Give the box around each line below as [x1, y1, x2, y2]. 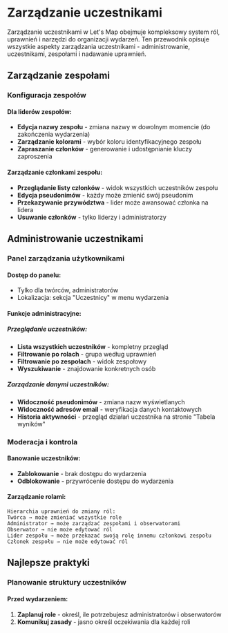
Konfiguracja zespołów [7, 91, 86, 100]
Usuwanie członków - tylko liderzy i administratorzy [17, 213, 167, 221]
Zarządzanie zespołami [7, 70, 111, 82]
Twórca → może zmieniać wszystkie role [7, 514, 122, 521]
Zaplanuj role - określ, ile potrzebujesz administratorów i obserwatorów [17, 610, 222, 618]
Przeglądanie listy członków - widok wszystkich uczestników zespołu [17, 183, 218, 191]
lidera [17, 205, 34, 214]
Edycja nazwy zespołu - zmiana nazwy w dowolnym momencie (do [17, 123, 211, 131]
